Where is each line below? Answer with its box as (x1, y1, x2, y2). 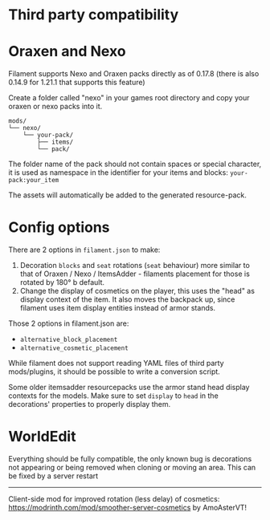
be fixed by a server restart (8, 471, 99, 481)
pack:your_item (8, 177, 59, 185)
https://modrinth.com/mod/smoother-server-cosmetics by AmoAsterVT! (8, 503, 247, 512)
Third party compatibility (8, 6, 179, 24)
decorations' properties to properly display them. (8, 400, 171, 409)
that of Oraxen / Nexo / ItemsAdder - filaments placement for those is (19, 269, 251, 278)
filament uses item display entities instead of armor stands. (19, 303, 215, 313)
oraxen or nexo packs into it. (8, 102, 103, 112)
